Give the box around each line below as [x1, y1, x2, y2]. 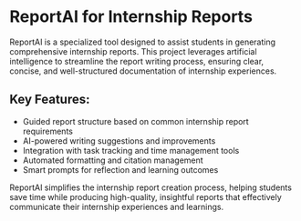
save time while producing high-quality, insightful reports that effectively [9, 191, 283, 202]
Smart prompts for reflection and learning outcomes [22, 164, 219, 175]
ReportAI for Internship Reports [9, 6, 254, 27]
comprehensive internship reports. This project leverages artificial [9, 45, 257, 56]
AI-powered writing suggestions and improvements [22, 135, 216, 146]
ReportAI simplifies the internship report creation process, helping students [9, 182, 292, 193]
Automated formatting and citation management [22, 155, 203, 166]
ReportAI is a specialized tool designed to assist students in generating [9, 36, 276, 47]
